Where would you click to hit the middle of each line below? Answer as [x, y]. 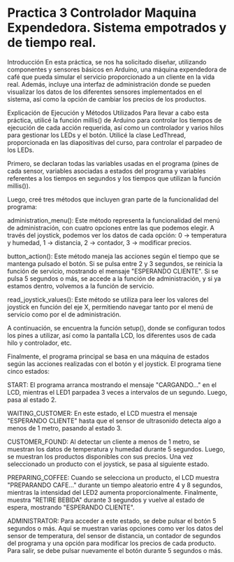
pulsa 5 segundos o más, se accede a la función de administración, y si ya [114, 279]
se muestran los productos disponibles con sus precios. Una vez [100, 456]
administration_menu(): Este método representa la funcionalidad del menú [114, 220]
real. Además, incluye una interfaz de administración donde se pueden [109, 84]
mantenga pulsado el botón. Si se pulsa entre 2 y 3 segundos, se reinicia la [115, 263]
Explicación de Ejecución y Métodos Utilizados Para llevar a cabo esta [108, 113]
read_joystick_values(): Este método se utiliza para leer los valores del [108, 300]
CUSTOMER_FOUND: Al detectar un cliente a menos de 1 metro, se [104, 442]
